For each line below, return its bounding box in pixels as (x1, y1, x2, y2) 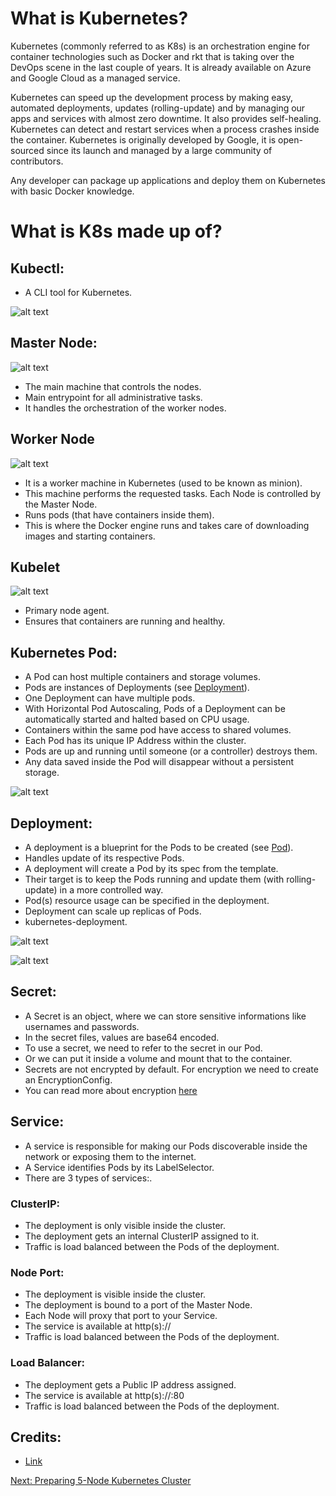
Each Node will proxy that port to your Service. (24, 1310, 218, 1322)
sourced (10, 144, 45, 156)
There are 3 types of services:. (24, 1172, 153, 1184)
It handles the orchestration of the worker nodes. (24, 402, 227, 414)
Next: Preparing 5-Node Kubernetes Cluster (10, 1475, 192, 1487)
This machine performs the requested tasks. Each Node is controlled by (24, 487, 322, 499)
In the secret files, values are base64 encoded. (24, 1031, 220, 1043)
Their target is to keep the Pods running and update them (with (24, 873, 285, 885)
